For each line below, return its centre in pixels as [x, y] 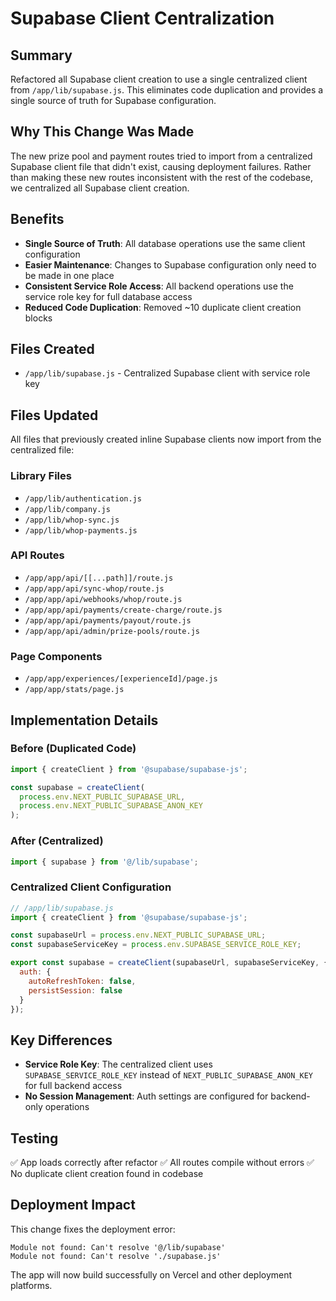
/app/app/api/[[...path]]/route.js [99, 578]
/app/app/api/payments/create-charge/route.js [123, 610]
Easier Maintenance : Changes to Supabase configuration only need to [170, 264]
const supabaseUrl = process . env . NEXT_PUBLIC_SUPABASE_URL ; [138, 935]
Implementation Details [84, 720]
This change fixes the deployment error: [93, 1229]
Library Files [41, 476]
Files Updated [54, 415]
